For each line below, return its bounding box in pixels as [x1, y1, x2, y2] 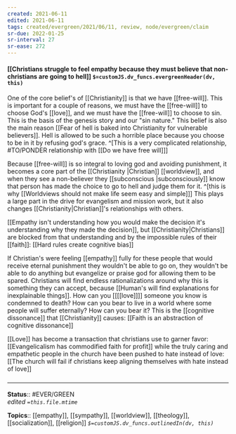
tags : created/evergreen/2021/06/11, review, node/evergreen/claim [7, 23, 209, 30]
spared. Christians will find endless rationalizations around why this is [7, 277, 209, 285]
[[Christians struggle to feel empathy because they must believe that [7, 65, 213, 73]
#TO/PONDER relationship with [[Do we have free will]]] [7, 146, 169, 154]
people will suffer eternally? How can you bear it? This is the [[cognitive [7, 306, 214, 315]
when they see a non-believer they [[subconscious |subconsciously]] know [7, 175, 225, 183]
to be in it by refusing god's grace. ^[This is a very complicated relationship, [7, 138, 227, 147]
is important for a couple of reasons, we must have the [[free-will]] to [7, 101, 208, 110]
